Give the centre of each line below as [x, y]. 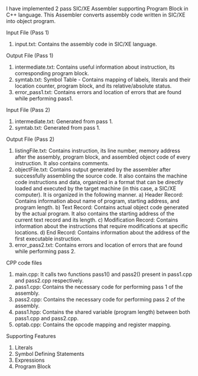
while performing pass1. [44, 98]
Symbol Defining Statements [49, 354]
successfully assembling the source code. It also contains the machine [101, 176]
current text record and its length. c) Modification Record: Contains [96, 220]
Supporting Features [31, 336]
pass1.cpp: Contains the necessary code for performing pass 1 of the [99, 287]
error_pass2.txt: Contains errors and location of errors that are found [98, 245]
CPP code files [24, 263]
